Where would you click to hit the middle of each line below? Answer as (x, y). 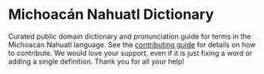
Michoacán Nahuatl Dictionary (111, 15)
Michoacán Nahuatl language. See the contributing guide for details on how (132, 44)
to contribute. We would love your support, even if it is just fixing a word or (130, 53)
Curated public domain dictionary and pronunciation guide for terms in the (130, 36)
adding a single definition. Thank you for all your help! (96, 61)
